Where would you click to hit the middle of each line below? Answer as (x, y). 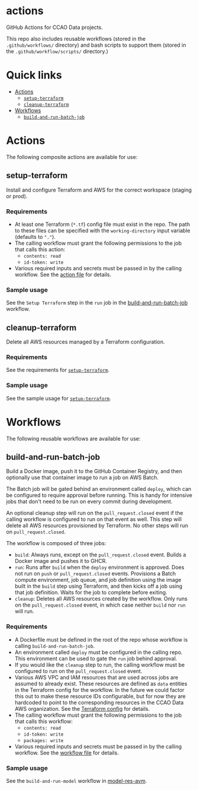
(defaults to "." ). (35, 237)
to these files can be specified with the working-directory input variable (102, 230)
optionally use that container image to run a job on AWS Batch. (82, 478)
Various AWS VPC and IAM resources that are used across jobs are (96, 677)
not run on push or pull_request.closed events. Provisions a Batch (95, 574)
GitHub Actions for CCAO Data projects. (55, 27)
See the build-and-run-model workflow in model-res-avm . (77, 781)
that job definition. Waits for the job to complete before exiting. (91, 592)
